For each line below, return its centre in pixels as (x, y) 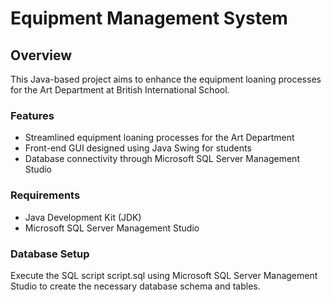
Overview (41, 55)
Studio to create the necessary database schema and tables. (135, 286)
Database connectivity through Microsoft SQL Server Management (162, 159)
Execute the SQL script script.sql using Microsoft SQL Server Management (164, 275)
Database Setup (50, 254)
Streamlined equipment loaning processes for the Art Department (159, 138)
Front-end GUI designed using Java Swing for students (138, 148)
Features (32, 115)
